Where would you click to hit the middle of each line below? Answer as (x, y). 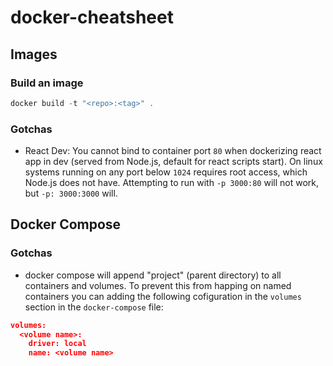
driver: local (57, 344)
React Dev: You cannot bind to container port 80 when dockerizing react (173, 151)
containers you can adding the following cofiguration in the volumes (163, 296)
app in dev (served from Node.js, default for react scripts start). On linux (173, 162)
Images (34, 54)
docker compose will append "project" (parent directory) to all (153, 275)
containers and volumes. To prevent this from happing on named (158, 285)
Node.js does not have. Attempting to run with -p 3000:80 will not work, (171, 183)
